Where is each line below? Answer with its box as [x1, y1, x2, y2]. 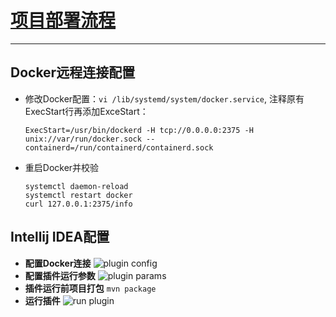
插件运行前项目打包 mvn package [24, 282, 157, 294]
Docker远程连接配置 [10, 64, 136, 81]
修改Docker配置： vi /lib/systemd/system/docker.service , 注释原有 [24, 92, 305, 105]
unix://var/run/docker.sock [24, 134, 142, 144]
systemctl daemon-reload [24, 181, 129, 191]
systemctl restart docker [24, 190, 133, 200]
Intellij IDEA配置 [10, 229, 110, 246]
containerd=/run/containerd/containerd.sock [24, 142, 214, 153]
